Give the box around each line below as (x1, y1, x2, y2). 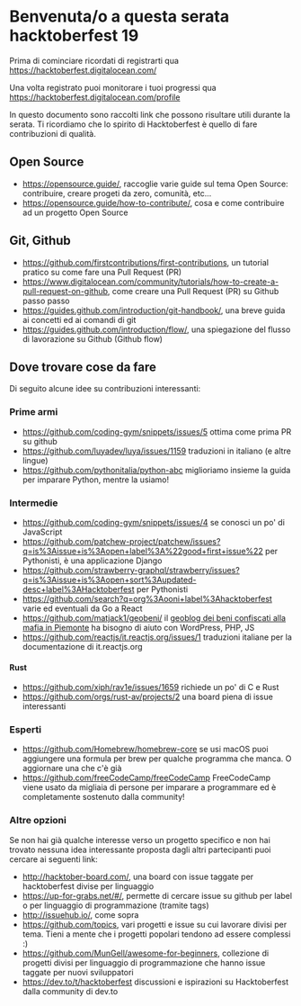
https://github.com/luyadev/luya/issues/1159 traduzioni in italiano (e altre (22, 445, 292, 456)
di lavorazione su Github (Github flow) (22, 333, 164, 344)
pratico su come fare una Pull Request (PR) (22, 266, 182, 277)
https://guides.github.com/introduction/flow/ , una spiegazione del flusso (22, 324, 291, 335)
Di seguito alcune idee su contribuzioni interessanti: (9, 383, 201, 394)
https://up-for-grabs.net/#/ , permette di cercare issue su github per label (22, 890, 293, 901)
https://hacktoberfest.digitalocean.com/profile (9, 92, 181, 103)
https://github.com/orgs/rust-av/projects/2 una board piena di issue (22, 691, 274, 703)
